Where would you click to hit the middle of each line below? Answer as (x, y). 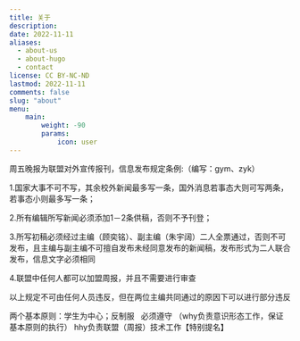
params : (55, 134)
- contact (35, 68)
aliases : (25, 42)
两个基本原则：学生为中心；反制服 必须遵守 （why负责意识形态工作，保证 (146, 316)
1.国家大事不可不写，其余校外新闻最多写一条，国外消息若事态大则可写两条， (149, 187)
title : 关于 (30, 17)
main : (36, 117)
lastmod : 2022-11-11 (48, 84)
